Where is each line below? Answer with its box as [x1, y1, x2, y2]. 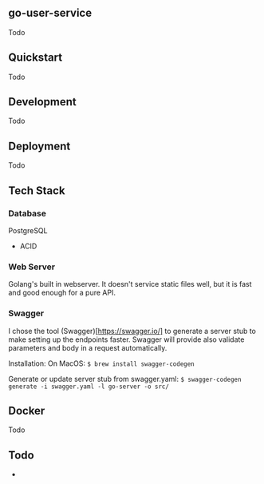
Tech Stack [8, 184, 65, 197]
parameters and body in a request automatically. [8, 343, 167, 352]
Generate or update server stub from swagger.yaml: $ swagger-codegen [8, 374, 242, 383]
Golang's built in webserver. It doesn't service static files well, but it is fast [8, 280, 253, 289]
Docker [8, 403, 45, 418]
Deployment [8, 139, 71, 153]
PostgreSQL [8, 225, 48, 235]
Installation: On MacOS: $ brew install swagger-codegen [8, 359, 195, 368]
